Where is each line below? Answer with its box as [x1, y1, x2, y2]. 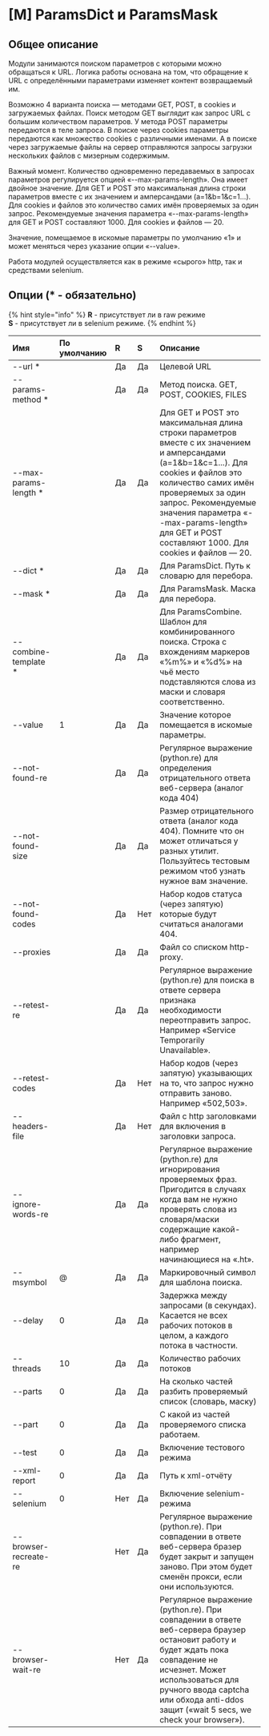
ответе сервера [159, 984, 222, 995]
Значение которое [159, 709, 231, 720]
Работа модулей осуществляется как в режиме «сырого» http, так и [8, 257, 243, 266]
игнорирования [159, 1163, 220, 1175]
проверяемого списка [159, 1419, 247, 1430]
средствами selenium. [8, 266, 84, 275]
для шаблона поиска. [159, 1276, 243, 1288]
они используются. [159, 1581, 235, 1592]
